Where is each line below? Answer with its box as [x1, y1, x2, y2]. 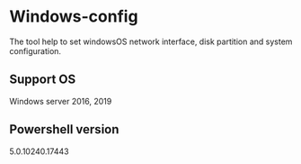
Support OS [9, 72, 76, 87]
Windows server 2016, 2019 [9, 96, 112, 106]
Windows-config [9, 6, 138, 27]
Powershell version [9, 122, 120, 137]
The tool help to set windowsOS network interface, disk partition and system [9, 36, 293, 47]
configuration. [9, 45, 61, 56]
